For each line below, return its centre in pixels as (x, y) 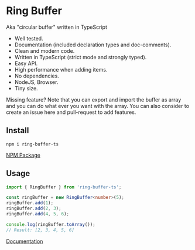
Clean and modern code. (45, 50)
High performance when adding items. (61, 69)
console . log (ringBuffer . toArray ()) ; (51, 224)
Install (18, 131)
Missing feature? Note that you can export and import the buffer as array (94, 99)
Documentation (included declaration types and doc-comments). (93, 45)
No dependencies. (37, 76)
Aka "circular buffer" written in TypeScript (57, 27)
